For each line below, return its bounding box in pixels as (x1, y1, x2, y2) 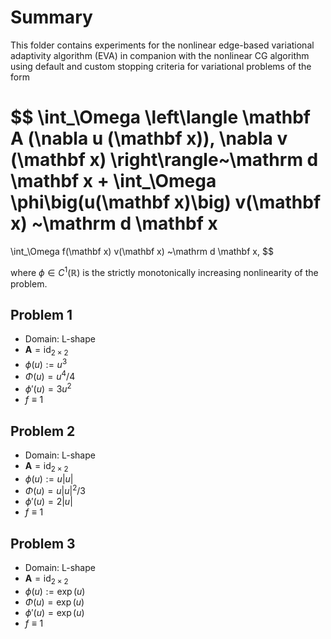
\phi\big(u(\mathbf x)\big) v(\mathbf (10, 191, 322, 214)
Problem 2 (10, 422, 76, 440)
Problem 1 (10, 306, 73, 323)
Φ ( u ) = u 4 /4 (24, 369, 76, 383)
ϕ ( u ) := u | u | (24, 472, 74, 485)
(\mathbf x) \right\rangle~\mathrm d (10, 149, 319, 171)
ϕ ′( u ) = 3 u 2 (24, 381, 72, 395)
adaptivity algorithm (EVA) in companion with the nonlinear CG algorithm (10, 49, 310, 61)
